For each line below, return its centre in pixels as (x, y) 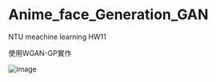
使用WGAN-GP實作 (40, 53)
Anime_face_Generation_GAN (108, 15)
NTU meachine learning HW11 (57, 37)
